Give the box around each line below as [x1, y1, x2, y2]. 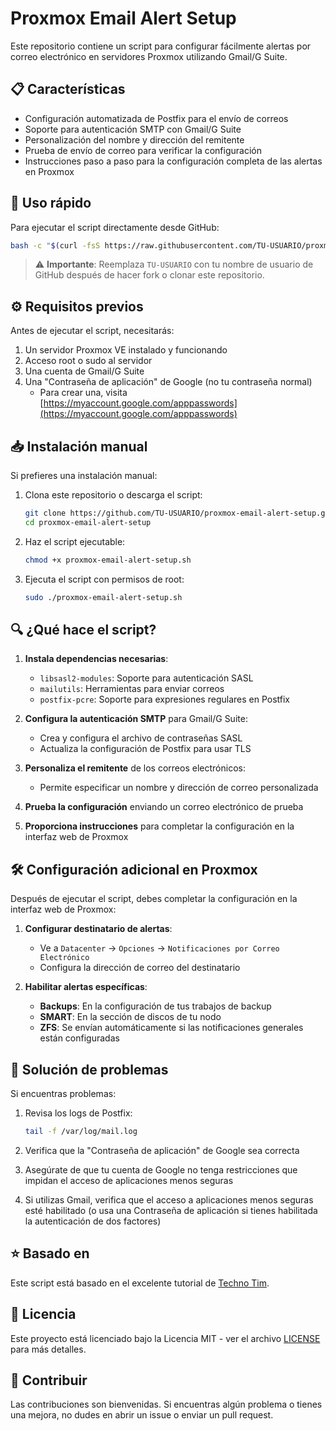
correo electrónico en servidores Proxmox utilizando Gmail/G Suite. [10, 50, 288, 62]
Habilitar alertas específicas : [24, 981, 148, 993]
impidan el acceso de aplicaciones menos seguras [24, 1174, 234, 1186]
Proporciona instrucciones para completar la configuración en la [24, 820, 295, 832]
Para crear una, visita [39, 387, 128, 399]
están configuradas [39, 1032, 120, 1044]
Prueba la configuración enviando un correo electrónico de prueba [24, 801, 304, 813]
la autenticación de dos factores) [24, 1215, 162, 1227]
